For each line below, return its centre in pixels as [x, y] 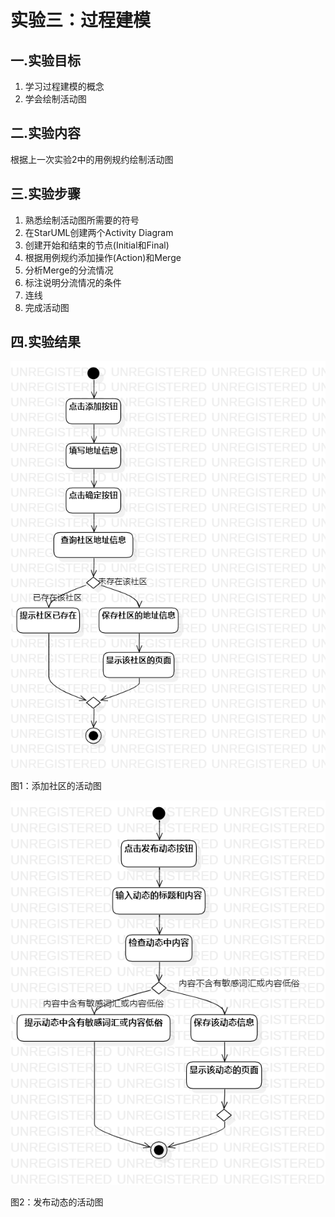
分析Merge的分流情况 [69, 270]
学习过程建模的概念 [64, 86]
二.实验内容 [46, 133]
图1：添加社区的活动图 [56, 786]
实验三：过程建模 [81, 20]
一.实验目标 [46, 60]
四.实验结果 [46, 342]
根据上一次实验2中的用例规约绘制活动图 [92, 159]
